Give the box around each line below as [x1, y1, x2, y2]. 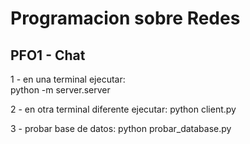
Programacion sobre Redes [10, 7, 241, 30]
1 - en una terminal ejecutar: [10, 73, 126, 85]
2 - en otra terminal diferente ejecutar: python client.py [10, 103, 237, 115]
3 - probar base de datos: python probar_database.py [10, 123, 232, 134]
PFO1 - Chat [10, 47, 86, 64]
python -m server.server [10, 84, 111, 96]
